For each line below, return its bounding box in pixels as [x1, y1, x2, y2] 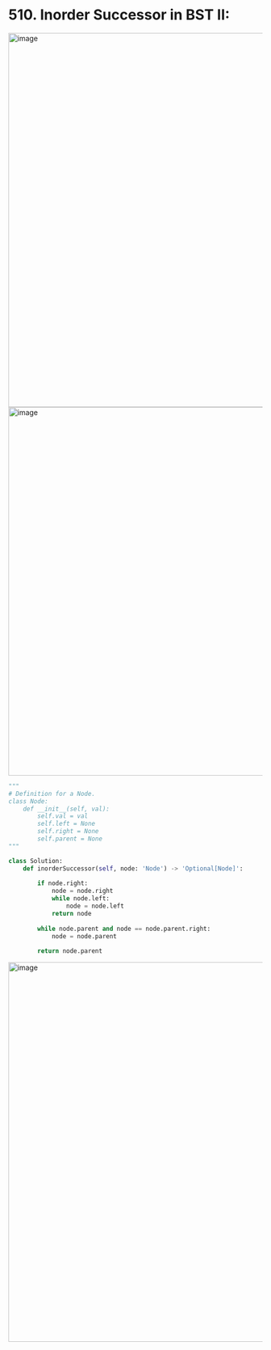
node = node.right [51, 887, 114, 895]
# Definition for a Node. [8, 789, 95, 798]
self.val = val [37, 812, 89, 820]
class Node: [8, 797, 48, 806]
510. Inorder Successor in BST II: [8, 6, 230, 24]
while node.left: [51, 895, 110, 903]
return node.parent [37, 947, 103, 955]
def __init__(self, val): [23, 805, 110, 813]
